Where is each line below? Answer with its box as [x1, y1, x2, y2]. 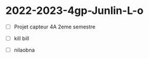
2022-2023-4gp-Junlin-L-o [5, 4, 144, 17]
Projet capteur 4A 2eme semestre [13, 23, 96, 30]
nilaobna [13, 46, 35, 53]
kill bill [13, 35, 30, 42]
